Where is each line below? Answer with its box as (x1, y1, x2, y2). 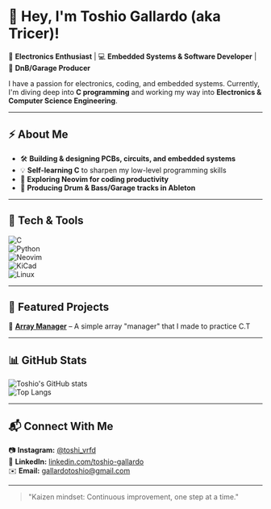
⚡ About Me (8, 128, 69, 142)
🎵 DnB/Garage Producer (8, 63, 91, 72)
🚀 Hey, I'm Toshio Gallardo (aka (8, 7, 221, 26)
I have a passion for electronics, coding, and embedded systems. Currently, (8, 78, 261, 88)
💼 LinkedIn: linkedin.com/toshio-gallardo (8, 457, 144, 466)
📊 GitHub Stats (8, 354, 87, 367)
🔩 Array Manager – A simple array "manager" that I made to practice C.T (8, 321, 251, 331)
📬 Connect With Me (8, 419, 114, 433)
